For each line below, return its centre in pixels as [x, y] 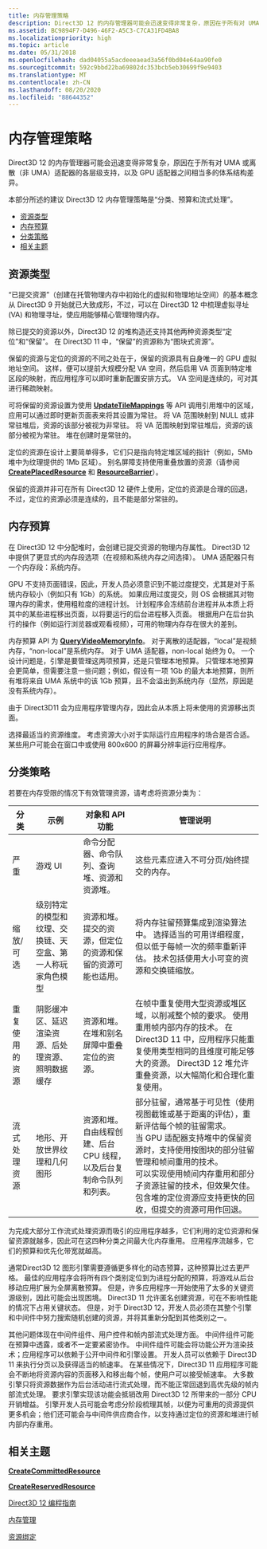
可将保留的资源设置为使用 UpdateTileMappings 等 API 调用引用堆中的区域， [133, 405]
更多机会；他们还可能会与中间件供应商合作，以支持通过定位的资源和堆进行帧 [133, 1414]
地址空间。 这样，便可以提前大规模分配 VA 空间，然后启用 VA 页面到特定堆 [130, 368]
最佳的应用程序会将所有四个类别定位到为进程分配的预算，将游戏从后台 [139, 1277]
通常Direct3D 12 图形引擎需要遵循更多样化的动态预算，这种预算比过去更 [126, 1268]
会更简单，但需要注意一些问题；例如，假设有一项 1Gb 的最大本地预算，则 [128, 670]
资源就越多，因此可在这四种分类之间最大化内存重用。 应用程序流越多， [131, 1240]
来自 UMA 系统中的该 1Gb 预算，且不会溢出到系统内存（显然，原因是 [141, 680]
